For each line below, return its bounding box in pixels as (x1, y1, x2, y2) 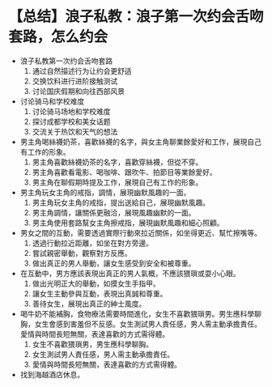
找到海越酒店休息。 (19, 369, 85, 379)
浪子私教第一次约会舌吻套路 (19, 56, 113, 66)
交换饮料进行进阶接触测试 (32, 76, 118, 86)
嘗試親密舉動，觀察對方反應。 (32, 248, 132, 257)
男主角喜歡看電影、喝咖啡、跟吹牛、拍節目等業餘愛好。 (32, 167, 217, 176)
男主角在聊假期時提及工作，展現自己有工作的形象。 (32, 177, 203, 187)
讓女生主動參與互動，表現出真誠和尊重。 (32, 288, 168, 298)
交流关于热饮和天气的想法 (32, 126, 118, 136)
